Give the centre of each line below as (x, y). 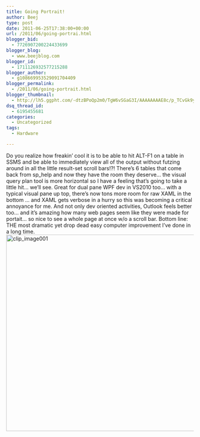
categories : (21, 117)
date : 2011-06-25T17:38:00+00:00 (48, 28)
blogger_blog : (24, 51)
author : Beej (22, 17)
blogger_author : (26, 73)
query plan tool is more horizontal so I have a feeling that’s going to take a (97, 181)
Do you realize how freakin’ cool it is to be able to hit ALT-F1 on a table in (95, 155)
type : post (20, 23)
